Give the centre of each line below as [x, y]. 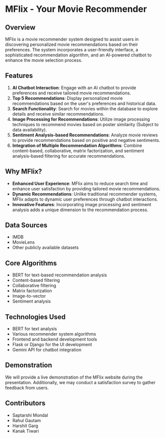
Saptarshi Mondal [30, 415]
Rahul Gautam [26, 420]
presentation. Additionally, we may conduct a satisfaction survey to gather [81, 382]
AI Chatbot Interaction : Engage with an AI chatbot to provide [74, 88]
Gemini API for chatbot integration [47, 350]
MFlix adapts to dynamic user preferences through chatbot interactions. [85, 199]
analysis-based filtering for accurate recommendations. [69, 156]
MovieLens [23, 242]
